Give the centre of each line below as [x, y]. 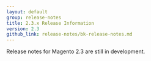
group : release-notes [34, 18]
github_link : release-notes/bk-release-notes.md [69, 34]
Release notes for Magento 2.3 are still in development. [76, 51]
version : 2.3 [23, 29]
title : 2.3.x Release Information [50, 23]
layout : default [27, 12]
